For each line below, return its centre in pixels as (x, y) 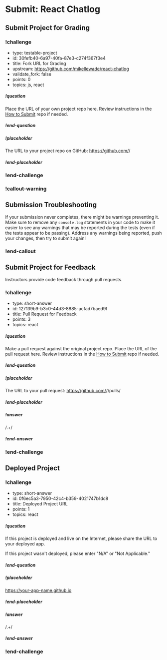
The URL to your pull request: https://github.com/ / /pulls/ (63, 391)
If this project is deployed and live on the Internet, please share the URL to (81, 538)
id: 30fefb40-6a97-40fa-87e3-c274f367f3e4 (59, 58)
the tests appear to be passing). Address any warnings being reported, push (83, 233)
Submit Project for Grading (48, 28)
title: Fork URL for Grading (39, 63)
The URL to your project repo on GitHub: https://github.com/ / (68, 151)
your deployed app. (25, 544)
